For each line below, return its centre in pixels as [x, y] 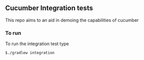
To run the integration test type [37, 44]
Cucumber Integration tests [49, 8]
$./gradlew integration [30, 53]
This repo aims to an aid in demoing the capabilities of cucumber [72, 20]
